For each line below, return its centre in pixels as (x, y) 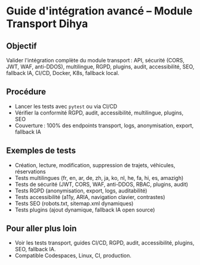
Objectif (21, 46)
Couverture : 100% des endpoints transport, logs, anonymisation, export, (104, 125)
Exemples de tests (41, 151)
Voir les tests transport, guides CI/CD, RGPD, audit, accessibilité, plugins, (104, 243)
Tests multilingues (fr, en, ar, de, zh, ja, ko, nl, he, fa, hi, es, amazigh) (99, 177)
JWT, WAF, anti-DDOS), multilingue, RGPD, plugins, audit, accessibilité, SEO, (100, 67)
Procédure (26, 92)
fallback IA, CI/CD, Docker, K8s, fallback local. (63, 73)
